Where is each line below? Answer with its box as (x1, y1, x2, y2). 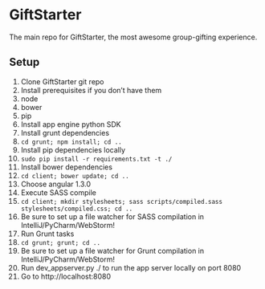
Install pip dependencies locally (20, 144, 126, 154)
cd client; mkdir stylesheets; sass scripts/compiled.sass (20, 197, 223, 206)
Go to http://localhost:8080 (20, 271, 112, 281)
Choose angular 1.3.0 (20, 179, 92, 189)
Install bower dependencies (20, 162, 113, 172)
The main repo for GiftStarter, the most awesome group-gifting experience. (9, 32, 258, 42)
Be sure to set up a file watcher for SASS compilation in (20, 211, 204, 222)
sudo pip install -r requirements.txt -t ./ (20, 155, 173, 163)
